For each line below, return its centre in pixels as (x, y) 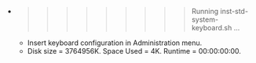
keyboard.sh (212, 28)
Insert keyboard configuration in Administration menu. (115, 43)
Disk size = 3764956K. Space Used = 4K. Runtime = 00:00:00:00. (134, 51)
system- (205, 19)
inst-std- (234, 11)
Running (205, 11)
